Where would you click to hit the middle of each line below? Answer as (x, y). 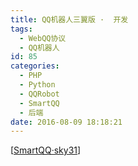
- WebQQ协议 (43, 38)
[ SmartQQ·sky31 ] (46, 150)
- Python (37, 85)
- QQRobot (39, 94)
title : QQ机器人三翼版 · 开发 (69, 19)
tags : (21, 29)
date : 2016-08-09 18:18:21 (66, 122)
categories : (35, 66)
